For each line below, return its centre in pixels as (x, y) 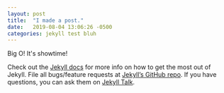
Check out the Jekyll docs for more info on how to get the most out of (109, 67)
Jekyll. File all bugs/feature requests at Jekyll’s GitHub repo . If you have (112, 75)
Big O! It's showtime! (38, 54)
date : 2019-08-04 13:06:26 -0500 (60, 27)
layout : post (27, 14)
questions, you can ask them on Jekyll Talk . (71, 82)
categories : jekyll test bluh (52, 33)
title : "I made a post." (45, 20)
